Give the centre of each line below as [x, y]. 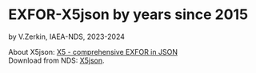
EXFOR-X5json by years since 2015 [128, 15]
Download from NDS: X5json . [57, 60]
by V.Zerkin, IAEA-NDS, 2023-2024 [67, 36]
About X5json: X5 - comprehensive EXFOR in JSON [93, 52]
